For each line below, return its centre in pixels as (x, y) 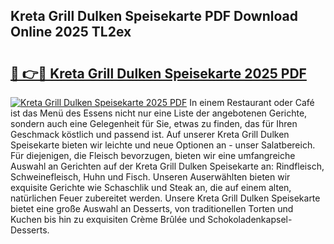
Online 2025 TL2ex (71, 32)
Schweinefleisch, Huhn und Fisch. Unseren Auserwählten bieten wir (150, 177)
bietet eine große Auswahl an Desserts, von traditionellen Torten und (152, 208)
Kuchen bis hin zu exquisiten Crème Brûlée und (108, 219)
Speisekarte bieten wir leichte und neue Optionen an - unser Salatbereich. (163, 145)
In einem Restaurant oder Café (252, 102)
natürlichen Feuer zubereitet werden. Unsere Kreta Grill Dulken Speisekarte (165, 198)
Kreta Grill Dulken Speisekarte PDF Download (154, 16)
